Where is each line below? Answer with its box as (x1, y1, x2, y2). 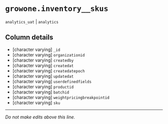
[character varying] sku (12, 99, 60, 105)
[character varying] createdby (12, 57, 74, 63)
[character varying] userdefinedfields (12, 78, 91, 84)
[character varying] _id (12, 46, 60, 52)
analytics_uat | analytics (5, 18, 59, 24)
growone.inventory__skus (5, 4, 108, 13)
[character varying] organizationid (12, 51, 85, 57)
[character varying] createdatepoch (12, 67, 85, 73)
